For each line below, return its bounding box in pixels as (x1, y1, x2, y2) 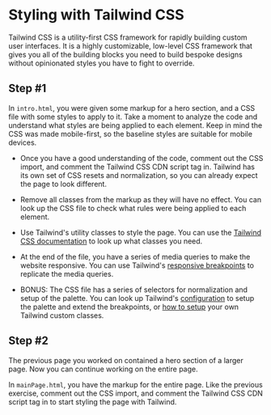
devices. (8, 138, 37, 147)
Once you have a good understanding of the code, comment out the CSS (19, 153, 264, 163)
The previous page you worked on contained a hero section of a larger (8, 355, 244, 365)
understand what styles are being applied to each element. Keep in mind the (8, 120, 263, 130)
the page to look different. (19, 179, 108, 188)
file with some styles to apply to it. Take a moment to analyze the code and (8, 112, 258, 121)
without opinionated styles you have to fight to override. (8, 58, 195, 68)
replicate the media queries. (19, 269, 114, 278)
